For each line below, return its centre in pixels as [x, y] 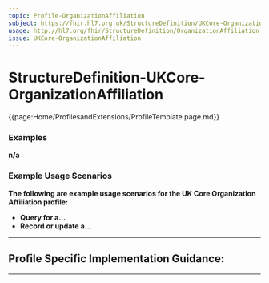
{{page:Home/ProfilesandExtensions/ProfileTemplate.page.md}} [114, 117]
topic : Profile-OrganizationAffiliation [77, 16]
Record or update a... [56, 226]
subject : [23, 23]
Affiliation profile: [38, 202]
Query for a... [43, 217]
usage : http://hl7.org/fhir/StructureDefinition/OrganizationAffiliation [134, 30]
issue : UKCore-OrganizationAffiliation [75, 38]
